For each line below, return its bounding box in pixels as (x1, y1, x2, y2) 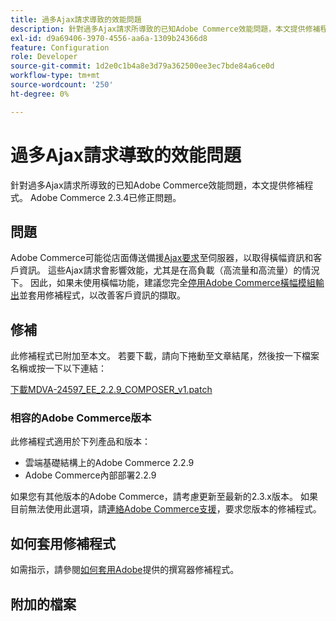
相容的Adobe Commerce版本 (10, 411, 152, 425)
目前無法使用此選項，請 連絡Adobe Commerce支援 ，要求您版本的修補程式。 (10, 503, 322, 515)
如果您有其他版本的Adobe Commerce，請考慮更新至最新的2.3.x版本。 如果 (10, 491, 318, 503)
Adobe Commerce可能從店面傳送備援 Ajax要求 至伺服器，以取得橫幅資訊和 (10, 252, 314, 264)
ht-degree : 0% (10, 89, 70, 99)
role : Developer (10, 52, 78, 62)
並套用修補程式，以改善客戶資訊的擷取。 (19, 289, 186, 301)
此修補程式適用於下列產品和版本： (10, 436, 151, 448)
